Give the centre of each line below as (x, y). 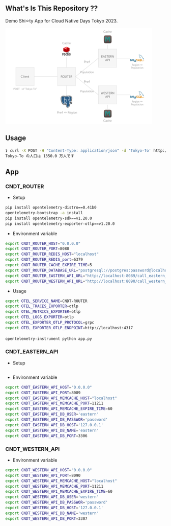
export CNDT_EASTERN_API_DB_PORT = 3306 (46, 436)
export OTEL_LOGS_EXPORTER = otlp (39, 317)
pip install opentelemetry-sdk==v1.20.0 (49, 218)
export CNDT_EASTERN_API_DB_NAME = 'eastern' (52, 430)
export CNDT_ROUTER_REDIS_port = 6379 (44, 260)
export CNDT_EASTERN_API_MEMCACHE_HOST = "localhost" (61, 398)
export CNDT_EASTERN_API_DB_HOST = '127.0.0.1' (54, 425)
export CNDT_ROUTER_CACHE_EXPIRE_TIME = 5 (49, 265)
